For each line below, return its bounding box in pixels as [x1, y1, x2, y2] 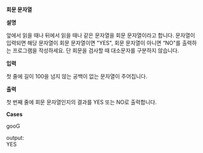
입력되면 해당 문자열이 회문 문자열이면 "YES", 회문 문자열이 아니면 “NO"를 [6, 39, 181, 46]
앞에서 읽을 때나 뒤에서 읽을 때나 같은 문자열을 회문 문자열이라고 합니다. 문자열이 [6, 32, 196, 39]
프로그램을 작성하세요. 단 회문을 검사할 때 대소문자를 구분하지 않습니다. [12, 47, 179, 54]
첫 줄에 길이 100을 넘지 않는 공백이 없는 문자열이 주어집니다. [6, 73, 147, 80]
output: [6, 134, 24, 141]
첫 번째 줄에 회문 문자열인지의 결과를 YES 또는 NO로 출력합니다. [6, 98, 157, 106]
